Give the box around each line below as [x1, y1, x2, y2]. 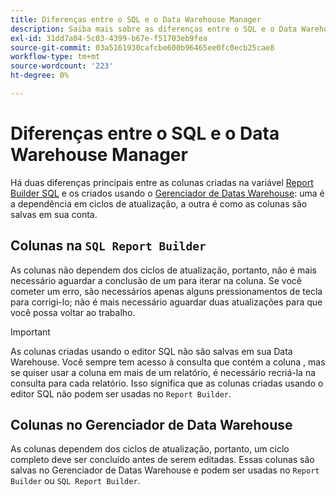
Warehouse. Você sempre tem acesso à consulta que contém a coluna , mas [10, 356, 326, 368]
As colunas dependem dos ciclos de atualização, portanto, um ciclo [10, 443, 290, 455]
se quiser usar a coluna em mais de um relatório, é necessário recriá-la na [10, 366, 317, 378]
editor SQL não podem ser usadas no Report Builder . [10, 387, 232, 400]
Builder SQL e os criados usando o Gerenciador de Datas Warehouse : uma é [10, 187, 325, 199]
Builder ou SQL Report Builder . [10, 475, 141, 487]
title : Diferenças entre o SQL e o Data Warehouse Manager [10, 14, 262, 25]
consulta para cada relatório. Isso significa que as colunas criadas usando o [10, 377, 324, 389]
